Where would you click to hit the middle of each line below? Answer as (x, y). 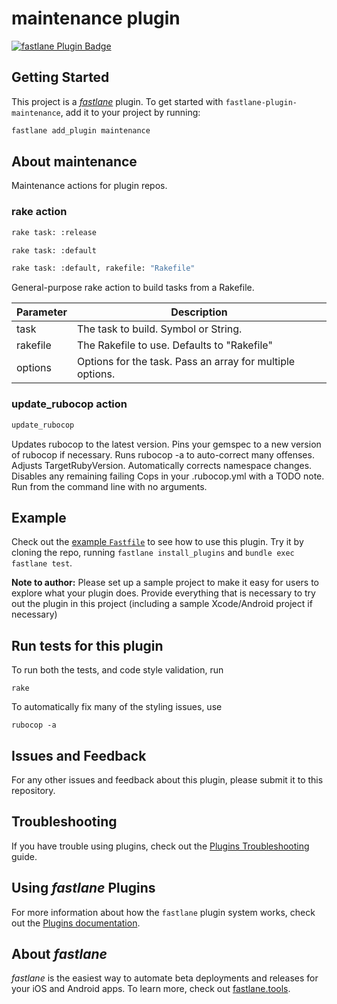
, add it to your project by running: (130, 112)
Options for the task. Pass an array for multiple (186, 362)
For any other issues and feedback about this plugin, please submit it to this (167, 779)
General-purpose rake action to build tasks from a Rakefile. (133, 288)
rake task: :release (54, 232)
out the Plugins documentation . (76, 923)
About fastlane (59, 953)
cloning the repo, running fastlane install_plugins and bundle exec (153, 553)
